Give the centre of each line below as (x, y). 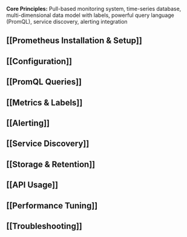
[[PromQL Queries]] (44, 82)
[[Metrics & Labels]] (44, 102)
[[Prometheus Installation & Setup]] (74, 41)
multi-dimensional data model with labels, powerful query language (90, 15)
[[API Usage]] (32, 185)
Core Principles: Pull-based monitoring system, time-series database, (94, 9)
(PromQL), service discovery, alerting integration (67, 22)
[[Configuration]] (39, 61)
